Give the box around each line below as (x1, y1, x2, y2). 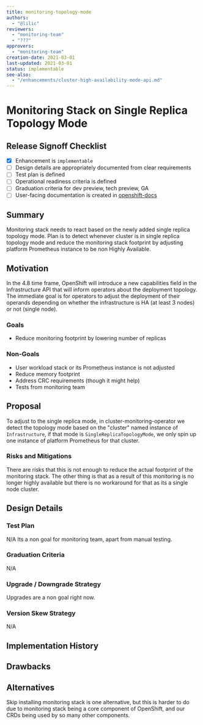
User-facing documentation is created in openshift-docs (15, 191, 157, 199)
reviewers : (6, 26, 34, 32)
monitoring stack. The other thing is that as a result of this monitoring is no (6, 472, 194, 480)
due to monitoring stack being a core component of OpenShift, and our (6, 705, 185, 712)
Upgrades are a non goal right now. (6, 594, 95, 601)
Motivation (6, 263, 49, 273)
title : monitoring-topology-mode (6, 9, 92, 15)
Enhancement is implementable (15, 157, 94, 165)
